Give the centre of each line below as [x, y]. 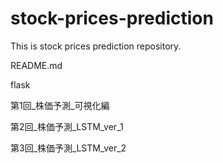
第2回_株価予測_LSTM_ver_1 [67, 126]
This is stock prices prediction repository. [96, 46]
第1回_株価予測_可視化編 [60, 105]
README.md [36, 65]
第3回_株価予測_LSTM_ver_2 [68, 148]
